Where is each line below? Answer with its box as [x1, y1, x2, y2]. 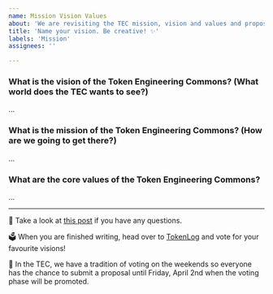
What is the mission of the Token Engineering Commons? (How [8, 125, 262, 136]
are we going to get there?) [8, 135, 117, 146]
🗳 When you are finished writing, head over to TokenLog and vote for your [8, 232, 259, 242]
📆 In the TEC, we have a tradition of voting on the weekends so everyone [8, 259, 253, 269]
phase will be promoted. [8, 277, 89, 287]
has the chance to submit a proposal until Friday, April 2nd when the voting [8, 268, 259, 278]
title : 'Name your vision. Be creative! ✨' [8, 27, 160, 35]
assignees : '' [8, 42, 57, 50]
